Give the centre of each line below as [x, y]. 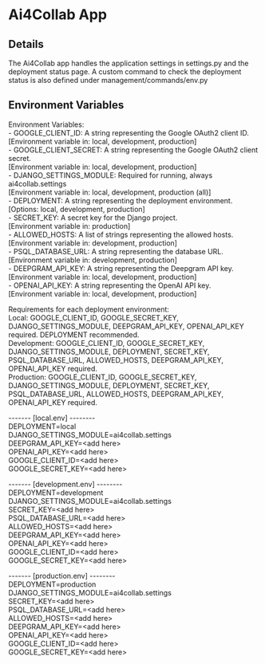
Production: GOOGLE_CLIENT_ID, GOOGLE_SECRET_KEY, [103, 377]
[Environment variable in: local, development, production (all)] [110, 192]
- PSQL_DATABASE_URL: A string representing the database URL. [116, 251]
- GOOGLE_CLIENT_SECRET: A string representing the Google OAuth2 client [133, 150]
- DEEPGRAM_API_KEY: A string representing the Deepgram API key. [121, 268]
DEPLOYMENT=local [42, 426]
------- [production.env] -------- [62, 576]
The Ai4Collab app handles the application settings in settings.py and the [129, 63]
